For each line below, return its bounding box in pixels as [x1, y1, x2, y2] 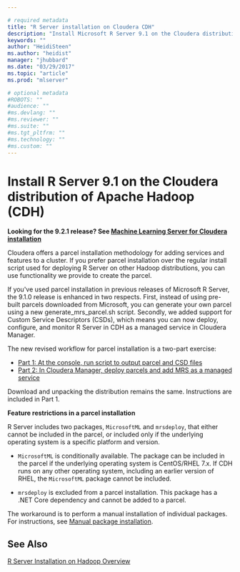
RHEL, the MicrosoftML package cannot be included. [17, 474, 171, 483]
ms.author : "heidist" [7, 50, 72, 57]
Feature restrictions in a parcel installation [7, 408, 136, 418]
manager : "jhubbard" [7, 56, 69, 64]
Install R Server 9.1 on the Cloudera [7, 173, 219, 189]
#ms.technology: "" [7, 136, 66, 143]
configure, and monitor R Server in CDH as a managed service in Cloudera [7, 323, 226, 332]
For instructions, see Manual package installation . [7, 517, 154, 526]
